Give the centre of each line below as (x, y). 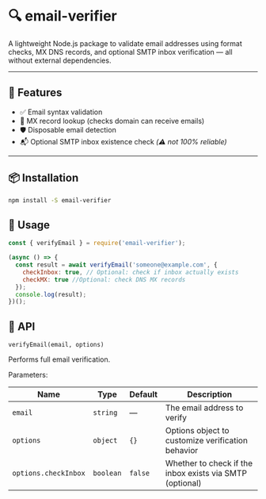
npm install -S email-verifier (60, 200)
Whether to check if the (209, 463)
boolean (107, 473)
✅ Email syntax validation (61, 112)
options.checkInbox (49, 473)
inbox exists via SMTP (206, 474)
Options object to (197, 431)
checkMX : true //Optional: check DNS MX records (104, 279)
